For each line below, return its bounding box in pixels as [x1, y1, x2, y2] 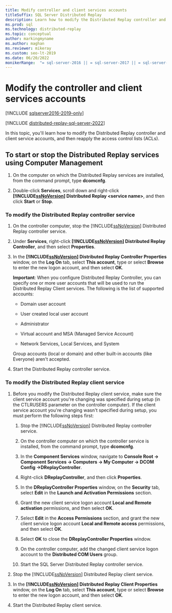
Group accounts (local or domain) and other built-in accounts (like [12, 350, 153, 357]
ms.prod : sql [5, 22, 33, 27]
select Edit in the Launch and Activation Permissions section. [20, 489, 153, 496]
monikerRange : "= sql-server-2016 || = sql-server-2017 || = [5, 60, 141, 65]
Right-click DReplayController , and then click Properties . [20, 474, 142, 480]
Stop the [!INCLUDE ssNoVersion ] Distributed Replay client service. [12, 571, 154, 577]
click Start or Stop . [12, 198, 53, 205]
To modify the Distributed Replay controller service [5, 211, 135, 218]
